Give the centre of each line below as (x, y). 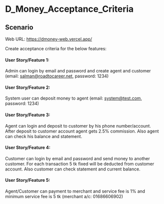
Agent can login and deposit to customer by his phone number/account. (78, 126)
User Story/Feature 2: (28, 87)
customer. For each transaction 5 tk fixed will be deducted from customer (80, 164)
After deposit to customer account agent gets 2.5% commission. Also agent (82, 131)
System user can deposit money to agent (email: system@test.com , (74, 98)
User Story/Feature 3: (28, 115)
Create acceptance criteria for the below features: (56, 49)
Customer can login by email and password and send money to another (78, 158)
